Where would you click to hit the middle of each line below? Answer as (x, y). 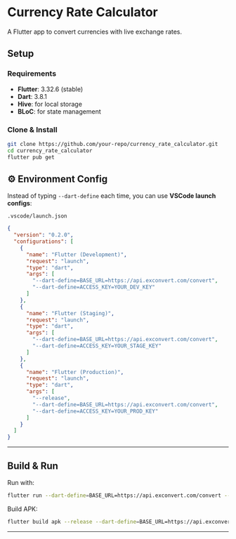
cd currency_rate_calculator (50, 151)
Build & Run (33, 466)
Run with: (21, 483)
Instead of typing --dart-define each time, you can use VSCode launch (112, 196)
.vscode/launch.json (38, 216)
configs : (20, 204)
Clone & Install (32, 129)
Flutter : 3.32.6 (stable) (50, 89)
